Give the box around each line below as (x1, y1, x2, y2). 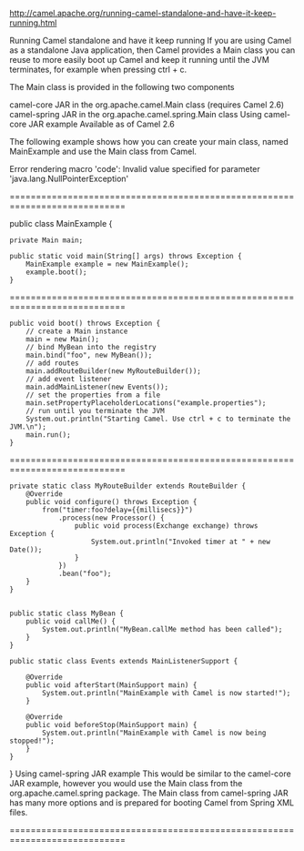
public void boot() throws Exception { (9, 319, 161, 328)
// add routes (25, 359, 79, 368)
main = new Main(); (25, 335, 100, 344)
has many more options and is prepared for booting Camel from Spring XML (9, 797, 295, 808)
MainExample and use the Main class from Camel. (9, 146, 198, 157)
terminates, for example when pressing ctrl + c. (9, 64, 187, 75)
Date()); (9, 545, 43, 554)
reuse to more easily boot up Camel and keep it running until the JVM (9, 55, 270, 65)
